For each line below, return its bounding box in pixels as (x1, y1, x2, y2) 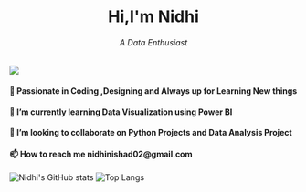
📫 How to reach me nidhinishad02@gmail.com (9, 148, 193, 159)
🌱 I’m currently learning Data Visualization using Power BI (9, 106, 233, 117)
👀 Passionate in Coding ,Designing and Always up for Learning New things (9, 85, 298, 96)
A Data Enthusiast (119, 36, 188, 47)
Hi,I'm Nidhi (108, 6, 199, 27)
